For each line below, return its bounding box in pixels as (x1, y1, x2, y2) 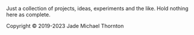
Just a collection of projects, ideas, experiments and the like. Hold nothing (6, 5, 189, 12)
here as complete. (6, 11, 51, 18)
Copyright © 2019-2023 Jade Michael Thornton (6, 23, 124, 29)
